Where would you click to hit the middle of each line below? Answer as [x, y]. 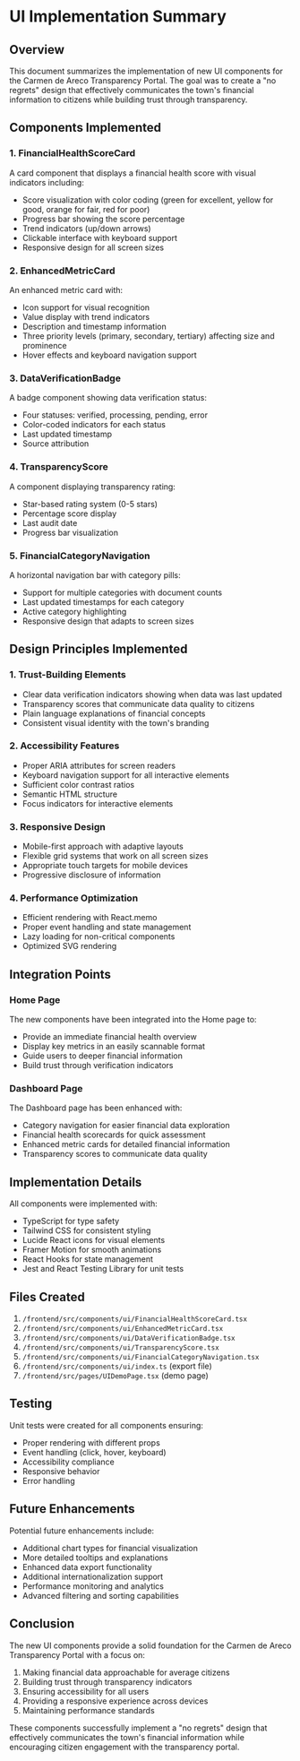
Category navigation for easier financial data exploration [126, 1126]
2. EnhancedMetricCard [62, 271]
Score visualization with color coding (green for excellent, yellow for [148, 200]
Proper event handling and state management [107, 927]
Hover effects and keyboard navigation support [109, 355]
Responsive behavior [61, 1471]
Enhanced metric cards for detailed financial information [126, 1144]
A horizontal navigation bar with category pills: [95, 574]
